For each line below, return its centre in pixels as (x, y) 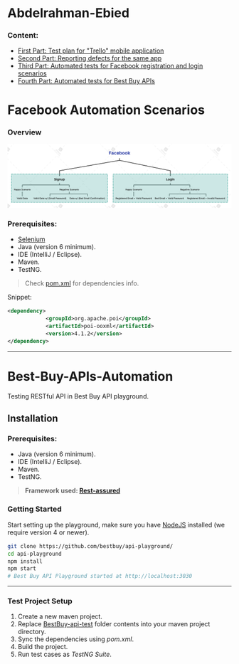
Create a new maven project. (60, 616)
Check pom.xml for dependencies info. (82, 283)
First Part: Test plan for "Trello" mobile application (91, 51)
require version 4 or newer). (48, 532)
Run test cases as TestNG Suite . (65, 654)
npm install (25, 561)
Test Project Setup (40, 601)
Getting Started (34, 509)
